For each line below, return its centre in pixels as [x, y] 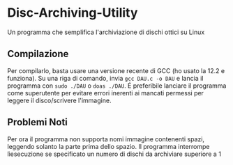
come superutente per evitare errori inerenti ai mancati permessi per [106, 93]
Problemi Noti [38, 122]
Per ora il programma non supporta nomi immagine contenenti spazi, [106, 139]
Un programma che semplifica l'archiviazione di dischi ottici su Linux [106, 32]
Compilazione [38, 54]
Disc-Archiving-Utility [73, 13]
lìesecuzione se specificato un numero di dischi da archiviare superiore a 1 [114, 154]
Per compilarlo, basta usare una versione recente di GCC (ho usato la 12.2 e [116, 70]
